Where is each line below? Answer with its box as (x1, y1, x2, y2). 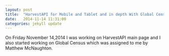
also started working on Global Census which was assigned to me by (5, 40, 148, 46)
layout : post (5, 7, 33, 12)
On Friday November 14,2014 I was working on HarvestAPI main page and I (5, 35, 161, 41)
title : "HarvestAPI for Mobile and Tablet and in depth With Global (5, 12, 154, 17)
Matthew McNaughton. (5, 45, 53, 51)
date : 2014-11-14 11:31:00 (5, 16, 66, 21)
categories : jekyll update (5, 21, 62, 26)
